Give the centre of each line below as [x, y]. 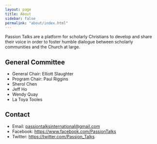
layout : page [18, 9]
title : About [18, 14]
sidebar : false [20, 18]
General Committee [35, 62]
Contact [17, 115]
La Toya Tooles [27, 100]
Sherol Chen [24, 84]
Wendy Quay [25, 94]
